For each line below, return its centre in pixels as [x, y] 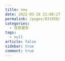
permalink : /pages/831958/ [33, 19]
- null [16, 37]
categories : [17, 23]
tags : [11, 32]
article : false [21, 42]
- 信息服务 [19, 28]
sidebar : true [20, 46]
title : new [16, 10]
